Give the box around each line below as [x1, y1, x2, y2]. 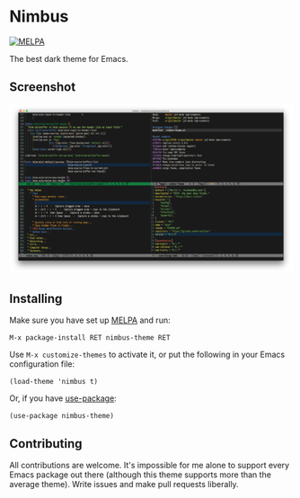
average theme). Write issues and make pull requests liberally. [9, 479, 240, 490]
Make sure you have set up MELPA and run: [9, 315, 171, 325]
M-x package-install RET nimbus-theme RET [9, 333, 171, 342]
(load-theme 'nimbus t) [9, 378, 99, 387]
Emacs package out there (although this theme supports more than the [9, 469, 272, 480]
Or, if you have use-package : [9, 393, 117, 404]
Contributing [9, 436, 83, 451]
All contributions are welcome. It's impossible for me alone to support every [9, 460, 290, 471]
